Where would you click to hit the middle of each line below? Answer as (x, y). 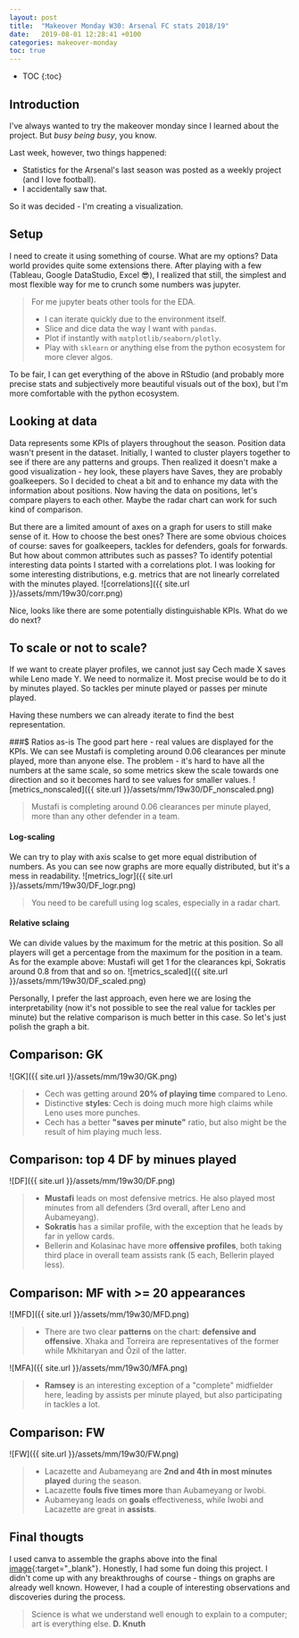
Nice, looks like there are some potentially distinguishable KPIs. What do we (149, 610)
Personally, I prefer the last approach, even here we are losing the (130, 998)
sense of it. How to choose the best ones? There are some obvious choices (148, 536)
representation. (37, 725)
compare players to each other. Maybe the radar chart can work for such (143, 500)
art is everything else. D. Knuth (88, 1624)
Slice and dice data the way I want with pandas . (130, 328)
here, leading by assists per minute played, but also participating (163, 1395)
